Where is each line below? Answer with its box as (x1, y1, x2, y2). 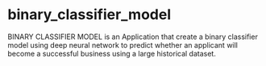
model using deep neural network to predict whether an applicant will (7, 40, 239, 49)
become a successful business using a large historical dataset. (7, 49, 217, 58)
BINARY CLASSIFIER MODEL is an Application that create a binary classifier (7, 32, 259, 41)
